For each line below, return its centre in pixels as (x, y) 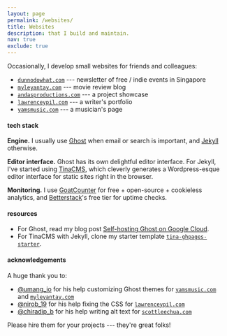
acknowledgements (37, 260)
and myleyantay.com (46, 296)
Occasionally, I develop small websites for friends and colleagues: (102, 66)
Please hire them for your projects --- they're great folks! (89, 325)
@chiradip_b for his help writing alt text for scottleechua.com (104, 311)
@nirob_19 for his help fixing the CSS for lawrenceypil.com (101, 304)
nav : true (22, 40)
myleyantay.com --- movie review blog (72, 87)
